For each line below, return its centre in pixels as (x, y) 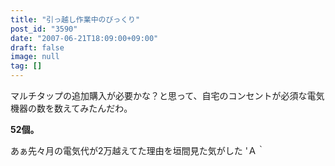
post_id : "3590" (44, 29)
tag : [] (26, 66)
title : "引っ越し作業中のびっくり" (75, 19)
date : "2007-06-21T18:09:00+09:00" (84, 38)
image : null (35, 57)
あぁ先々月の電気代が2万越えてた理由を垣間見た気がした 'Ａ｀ (138, 150)
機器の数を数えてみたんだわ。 (71, 108)
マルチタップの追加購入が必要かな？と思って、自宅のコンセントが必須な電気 (167, 95)
